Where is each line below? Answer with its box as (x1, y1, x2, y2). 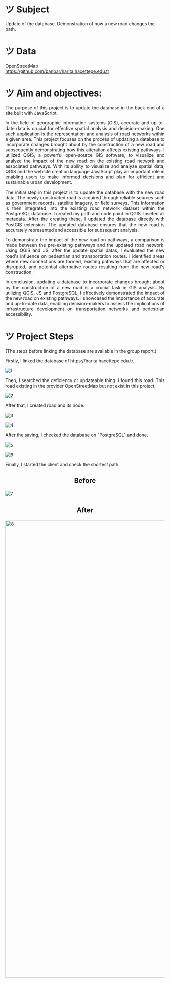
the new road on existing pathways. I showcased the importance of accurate (5, 295, 165, 301)
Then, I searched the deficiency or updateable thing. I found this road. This (5, 377, 165, 383)
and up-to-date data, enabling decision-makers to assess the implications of (5, 300, 165, 306)
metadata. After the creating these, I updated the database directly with (5, 216, 165, 222)
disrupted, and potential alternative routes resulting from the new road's (5, 264, 165, 270)
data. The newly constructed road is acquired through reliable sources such (5, 194, 165, 200)
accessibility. (5, 311, 33, 317)
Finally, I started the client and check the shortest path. (5, 461, 120, 467)
